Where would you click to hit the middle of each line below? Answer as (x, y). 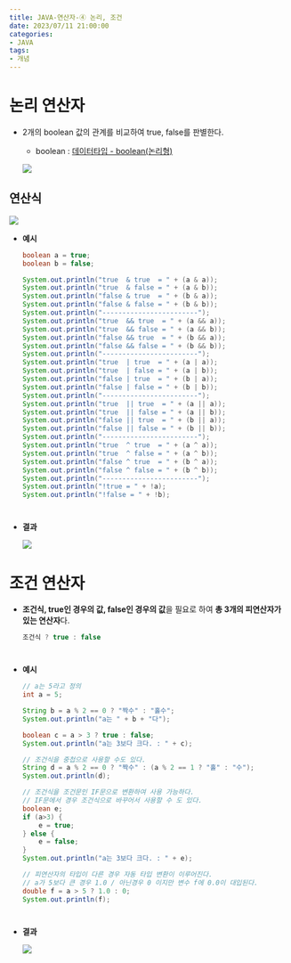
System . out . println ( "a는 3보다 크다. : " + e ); (107, 859)
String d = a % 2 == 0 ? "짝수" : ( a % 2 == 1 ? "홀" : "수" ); (138, 768)
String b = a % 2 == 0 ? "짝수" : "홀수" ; (98, 711)
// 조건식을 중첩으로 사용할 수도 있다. (84, 759)
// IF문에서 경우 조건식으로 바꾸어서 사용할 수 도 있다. (112, 801)
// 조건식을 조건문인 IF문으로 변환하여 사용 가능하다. (108, 792)
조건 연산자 (47, 583)
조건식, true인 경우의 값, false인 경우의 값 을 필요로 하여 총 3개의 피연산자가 (152, 609)
